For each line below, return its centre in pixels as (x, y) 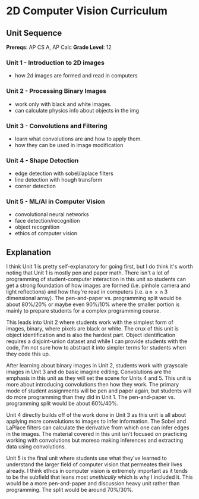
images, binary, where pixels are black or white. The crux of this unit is (93, 329)
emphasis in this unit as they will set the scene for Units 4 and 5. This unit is (99, 378)
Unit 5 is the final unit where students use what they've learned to (87, 458)
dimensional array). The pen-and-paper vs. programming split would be (94, 298)
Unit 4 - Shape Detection (42, 160)
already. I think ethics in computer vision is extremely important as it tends (97, 471)
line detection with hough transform (59, 180)
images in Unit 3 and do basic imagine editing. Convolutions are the (89, 372)
